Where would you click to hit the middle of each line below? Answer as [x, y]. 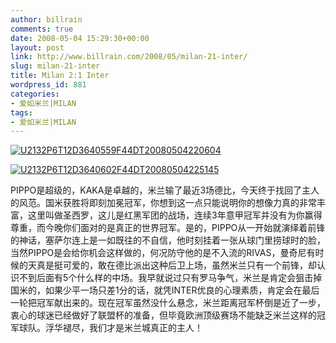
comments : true [42, 29]
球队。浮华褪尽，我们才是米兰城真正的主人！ [110, 328]
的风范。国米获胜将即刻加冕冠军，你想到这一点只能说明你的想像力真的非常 [163, 203]
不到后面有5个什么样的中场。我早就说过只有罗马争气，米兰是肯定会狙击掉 [170, 278]
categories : [35, 94]
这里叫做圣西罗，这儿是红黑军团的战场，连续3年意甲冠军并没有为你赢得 [175, 215]
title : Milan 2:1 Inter [60, 76]
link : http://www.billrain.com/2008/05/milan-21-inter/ [129, 57]
